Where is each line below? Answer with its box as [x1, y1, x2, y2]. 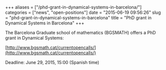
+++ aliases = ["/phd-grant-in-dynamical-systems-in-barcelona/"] [5, 4, 142, 10]
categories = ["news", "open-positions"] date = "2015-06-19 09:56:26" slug [5, 9, 161, 15]
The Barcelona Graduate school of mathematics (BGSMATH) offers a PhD [5, 30, 156, 35]
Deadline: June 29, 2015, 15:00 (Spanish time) [5, 60, 100, 65]
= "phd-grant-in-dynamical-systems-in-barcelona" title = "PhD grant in [5, 15, 152, 20]
